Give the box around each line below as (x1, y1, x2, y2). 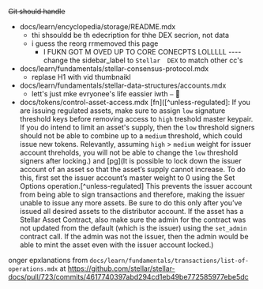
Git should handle (8, 7, 66, 16)
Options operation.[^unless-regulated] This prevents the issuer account (19, 182, 253, 190)
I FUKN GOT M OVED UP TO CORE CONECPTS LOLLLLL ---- (43, 47, 242, 56)
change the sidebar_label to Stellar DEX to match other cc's (43, 55, 243, 65)
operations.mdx (8, 265, 58, 273)
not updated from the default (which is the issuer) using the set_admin (19, 223, 247, 232)
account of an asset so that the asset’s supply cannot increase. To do (19, 165, 246, 174)
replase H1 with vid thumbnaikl (31, 73, 132, 81)
